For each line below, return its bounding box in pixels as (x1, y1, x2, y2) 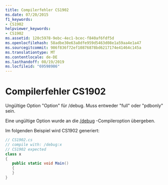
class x (5, 152, 22, 157)
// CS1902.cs (5, 137, 33, 142)
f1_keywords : (5, 17, 33, 22)
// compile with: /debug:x (5, 142, 62, 147)
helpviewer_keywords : (5, 26, 51, 31)
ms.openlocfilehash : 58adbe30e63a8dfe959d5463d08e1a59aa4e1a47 (5, 41, 142, 46)
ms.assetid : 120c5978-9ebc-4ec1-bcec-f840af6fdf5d (5, 36, 114, 41)
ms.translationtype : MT (5, 50, 56, 55)
